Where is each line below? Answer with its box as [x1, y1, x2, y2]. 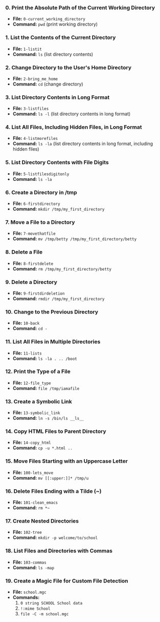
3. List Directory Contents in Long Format [5, 94, 110, 101]
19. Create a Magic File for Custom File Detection [5, 577, 129, 584]
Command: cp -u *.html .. [12, 445, 73, 451]
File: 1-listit [12, 46, 42, 52]
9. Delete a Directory [5, 278, 58, 285]
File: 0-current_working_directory [12, 16, 85, 22]
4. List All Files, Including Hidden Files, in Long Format [5, 123, 142, 131]
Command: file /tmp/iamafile [12, 385, 80, 391]
